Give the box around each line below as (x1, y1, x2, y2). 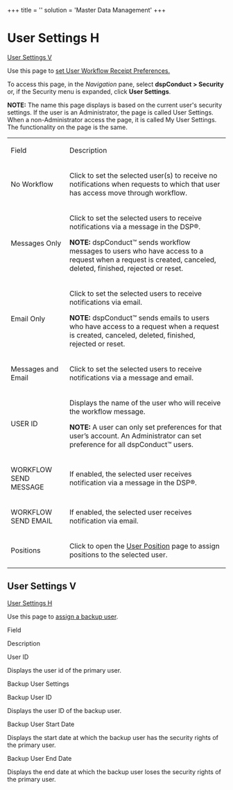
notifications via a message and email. (69, 373, 194, 383)
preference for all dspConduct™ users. (69, 439, 194, 449)
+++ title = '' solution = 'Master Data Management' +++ (7, 6, 166, 14)
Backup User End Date (7, 754, 72, 762)
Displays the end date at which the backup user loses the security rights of (7, 767, 222, 776)
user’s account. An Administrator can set (69, 430, 202, 440)
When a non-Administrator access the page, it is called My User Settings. (7, 115, 217, 124)
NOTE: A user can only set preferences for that (69, 422, 222, 432)
